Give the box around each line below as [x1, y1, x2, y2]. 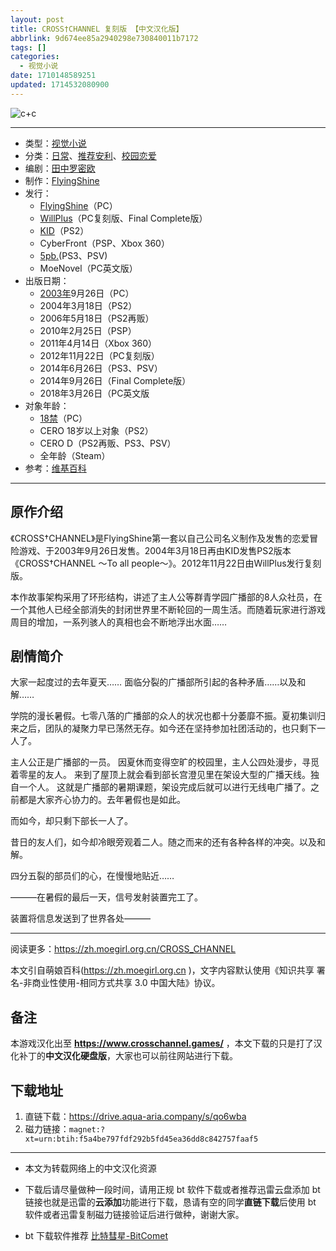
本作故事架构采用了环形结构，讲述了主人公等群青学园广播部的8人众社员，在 [10, 591, 323, 603]
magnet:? [68, 1125, 106, 1135]
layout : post [10, 14, 65, 25]
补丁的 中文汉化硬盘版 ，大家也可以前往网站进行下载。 [18, 1050, 238, 1062]
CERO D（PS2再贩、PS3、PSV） [39, 437, 177, 449]
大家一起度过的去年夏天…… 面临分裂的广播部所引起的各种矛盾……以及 [10, 676, 298, 688]
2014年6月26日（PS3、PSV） [39, 362, 163, 374]
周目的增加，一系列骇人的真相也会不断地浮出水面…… [10, 616, 228, 628]
